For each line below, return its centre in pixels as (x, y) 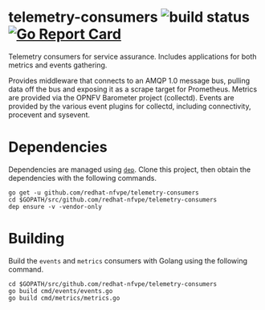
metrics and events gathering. (58, 65)
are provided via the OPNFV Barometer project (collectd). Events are (121, 97)
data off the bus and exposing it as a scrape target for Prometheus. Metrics (133, 89)
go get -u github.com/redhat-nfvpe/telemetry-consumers (104, 193)
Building (37, 239)
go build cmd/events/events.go (61, 291)
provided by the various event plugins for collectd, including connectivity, (130, 106)
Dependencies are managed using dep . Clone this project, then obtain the (130, 169)
